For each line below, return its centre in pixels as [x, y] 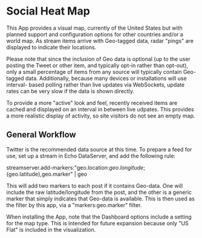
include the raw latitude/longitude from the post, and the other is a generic [99, 192]
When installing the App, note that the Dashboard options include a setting [99, 217]
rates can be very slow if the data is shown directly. [70, 91]
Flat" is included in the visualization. [51, 230]
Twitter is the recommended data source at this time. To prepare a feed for [99, 149]
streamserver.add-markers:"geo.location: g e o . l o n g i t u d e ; [76, 167]
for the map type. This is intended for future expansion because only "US [97, 223]
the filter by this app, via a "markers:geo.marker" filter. [74, 205]
